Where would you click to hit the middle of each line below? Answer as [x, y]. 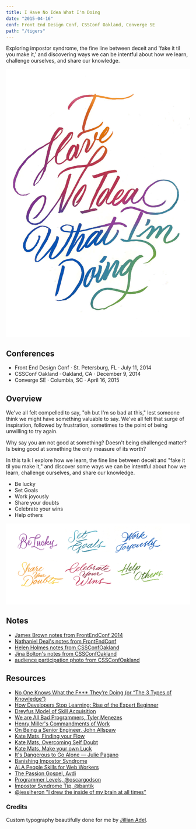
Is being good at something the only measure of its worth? [76, 448]
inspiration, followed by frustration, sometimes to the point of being [87, 425]
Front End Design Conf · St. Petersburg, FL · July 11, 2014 [83, 368]
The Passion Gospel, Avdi [45, 773]
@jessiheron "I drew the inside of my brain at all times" [80, 792]
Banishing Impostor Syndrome [51, 761]
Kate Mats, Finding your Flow [50, 736]
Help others [29, 515]
